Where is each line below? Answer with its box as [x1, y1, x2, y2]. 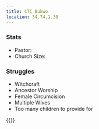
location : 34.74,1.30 [6, 14, 59, 20]
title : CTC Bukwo [6, 8, 48, 15]
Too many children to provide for [14, 106, 93, 113]
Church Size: [14, 53, 45, 60]
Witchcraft [14, 81, 40, 88]
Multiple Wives [14, 99, 51, 106]
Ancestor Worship [14, 87, 58, 94]
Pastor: [14, 46, 32, 53]
